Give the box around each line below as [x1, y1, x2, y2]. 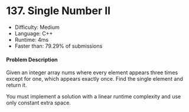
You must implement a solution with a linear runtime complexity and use [6, 93, 181, 100]
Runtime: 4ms [14, 36, 49, 43]
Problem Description [6, 56, 58, 63]
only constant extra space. [6, 99, 71, 107]
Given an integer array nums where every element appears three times [6, 69, 178, 76]
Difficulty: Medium [14, 24, 60, 31]
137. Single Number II [6, 4, 111, 18]
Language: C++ [14, 29, 53, 37]
